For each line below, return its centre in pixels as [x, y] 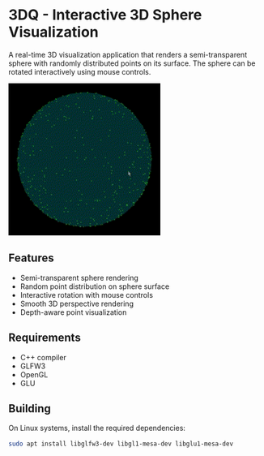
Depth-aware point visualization [73, 312]
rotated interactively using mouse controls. [80, 71]
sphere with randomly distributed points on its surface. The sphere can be [132, 63]
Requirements [45, 338]
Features [31, 258]
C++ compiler [43, 357]
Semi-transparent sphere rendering [79, 277]
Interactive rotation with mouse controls [87, 295]
